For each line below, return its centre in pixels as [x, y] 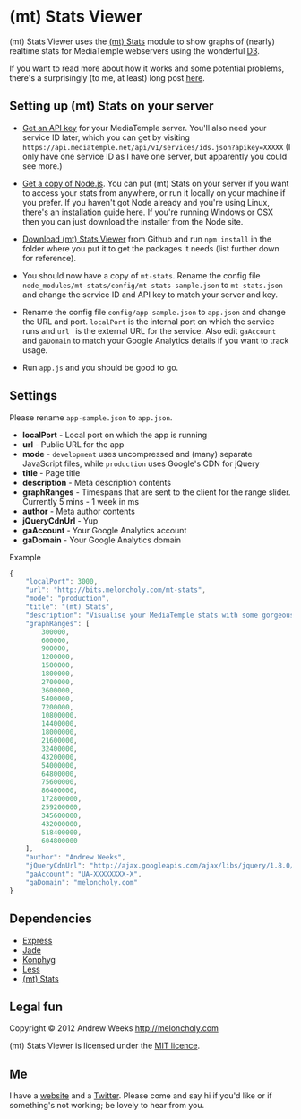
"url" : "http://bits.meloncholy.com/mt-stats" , [116, 590]
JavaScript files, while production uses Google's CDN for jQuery [141, 463]
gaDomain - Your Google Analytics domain [102, 540]
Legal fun [36, 1006]
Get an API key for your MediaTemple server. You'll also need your [144, 128]
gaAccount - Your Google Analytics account [104, 530]
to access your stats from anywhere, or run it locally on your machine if [154, 193]
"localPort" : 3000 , [62, 582]
